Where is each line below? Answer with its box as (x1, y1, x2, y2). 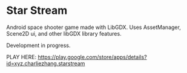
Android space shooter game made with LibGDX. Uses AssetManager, (6, 24, 182, 31)
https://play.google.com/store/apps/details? (38, 53, 147, 60)
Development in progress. (6, 42, 71, 49)
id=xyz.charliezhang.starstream (6, 60, 85, 67)
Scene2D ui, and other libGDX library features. (6, 30, 122, 37)
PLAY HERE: (6, 53, 37, 60)
